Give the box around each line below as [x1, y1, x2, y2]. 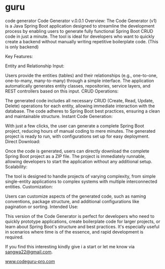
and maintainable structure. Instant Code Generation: [5, 113, 113, 119]
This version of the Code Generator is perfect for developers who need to [5, 213, 155, 219]
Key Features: [5, 53, 33, 59]
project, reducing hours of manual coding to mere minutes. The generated [5, 128, 156, 134]
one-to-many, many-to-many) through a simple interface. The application [5, 78, 154, 84]
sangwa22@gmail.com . [5, 249, 53, 255]
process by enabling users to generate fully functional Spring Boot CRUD [5, 28, 154, 34]
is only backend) [5, 44, 39, 50]
